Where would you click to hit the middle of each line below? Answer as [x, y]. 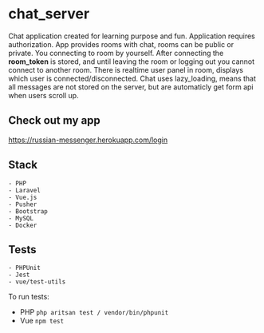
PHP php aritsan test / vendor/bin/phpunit [94, 312]
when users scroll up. [43, 95]
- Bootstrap [28, 211]
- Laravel [25, 190]
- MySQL [21, 218]
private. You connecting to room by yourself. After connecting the [116, 53]
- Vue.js [23, 197]
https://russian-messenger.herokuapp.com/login [88, 140]
